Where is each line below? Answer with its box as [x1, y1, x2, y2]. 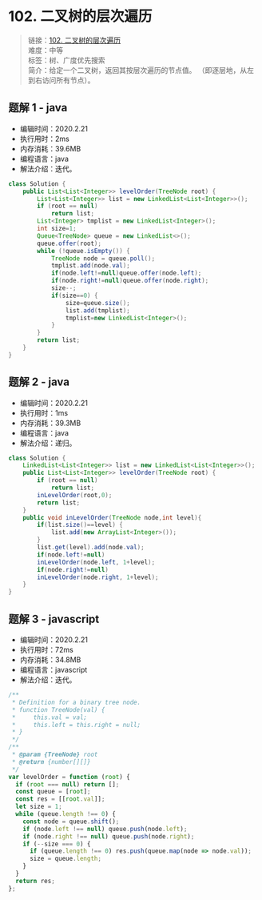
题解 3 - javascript [8, 612, 100, 625]
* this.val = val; [11, 713, 88, 721]
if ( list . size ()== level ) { [37, 521, 124, 529]
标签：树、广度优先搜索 [27, 55, 105, 65]
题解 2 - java [8, 376, 70, 389]
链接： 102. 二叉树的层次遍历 [27, 35, 121, 45]
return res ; [15, 877, 56, 885]
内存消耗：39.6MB [19, 143, 81, 153]
